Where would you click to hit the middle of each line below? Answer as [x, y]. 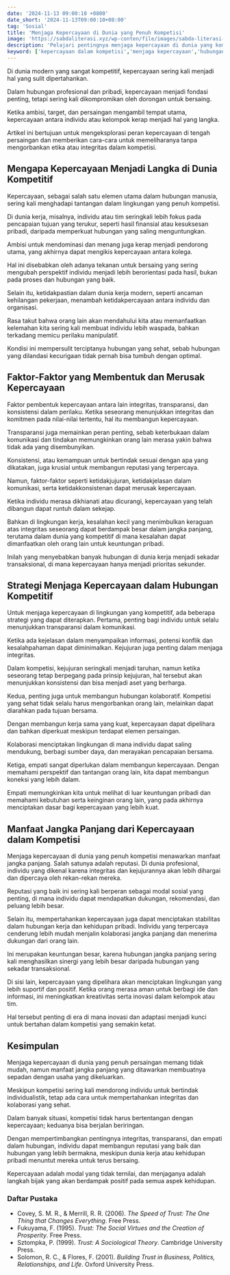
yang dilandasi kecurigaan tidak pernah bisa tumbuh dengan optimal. [104, 355]
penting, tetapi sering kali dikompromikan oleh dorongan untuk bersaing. [110, 99]
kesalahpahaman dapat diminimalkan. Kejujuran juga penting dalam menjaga [115, 648]
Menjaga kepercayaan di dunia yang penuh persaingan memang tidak [105, 1062]
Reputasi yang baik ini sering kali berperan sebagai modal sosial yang [105, 892]
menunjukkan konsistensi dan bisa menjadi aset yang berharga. [97, 683]
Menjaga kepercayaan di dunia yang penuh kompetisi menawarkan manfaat [114, 856]
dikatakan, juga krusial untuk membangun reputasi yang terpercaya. [103, 467]
